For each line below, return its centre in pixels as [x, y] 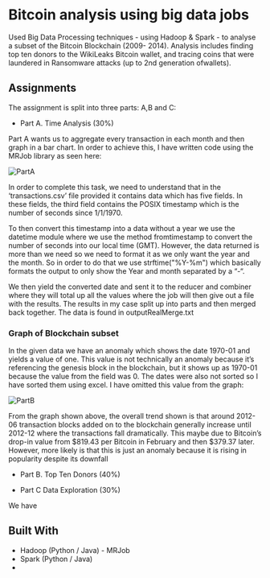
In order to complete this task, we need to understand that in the [115, 187]
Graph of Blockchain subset [63, 333]
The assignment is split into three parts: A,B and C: [92, 107]
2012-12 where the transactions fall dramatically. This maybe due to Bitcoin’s [135, 433]
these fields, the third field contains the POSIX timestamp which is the [124, 204]
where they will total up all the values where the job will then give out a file [131, 295]
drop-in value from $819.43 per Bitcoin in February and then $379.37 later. [131, 442]
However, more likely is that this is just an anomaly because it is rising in [128, 450]
